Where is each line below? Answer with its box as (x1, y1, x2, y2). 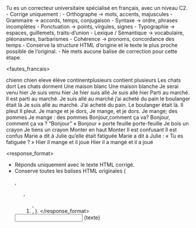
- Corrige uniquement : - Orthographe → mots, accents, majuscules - (6, 10, 173, 17)
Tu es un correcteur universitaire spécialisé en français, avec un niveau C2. (6, 5, 188, 11)
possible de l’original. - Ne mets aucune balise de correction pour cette (6, 48, 177, 55)
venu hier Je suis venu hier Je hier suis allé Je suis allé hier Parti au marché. (6, 89, 190, 96)
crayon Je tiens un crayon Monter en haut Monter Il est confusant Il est (6, 127, 177, 133)
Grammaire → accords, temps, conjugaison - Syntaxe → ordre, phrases (6, 17, 178, 24)
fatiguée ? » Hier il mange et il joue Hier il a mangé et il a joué (6, 139, 153, 145)
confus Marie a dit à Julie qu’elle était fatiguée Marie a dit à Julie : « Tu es (6, 132, 183, 139)
